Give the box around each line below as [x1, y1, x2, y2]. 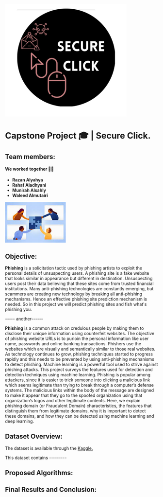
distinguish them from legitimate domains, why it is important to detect [5, 408, 146, 414]
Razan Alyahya [12, 177, 43, 183]
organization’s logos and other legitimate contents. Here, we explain [5, 397, 141, 403]
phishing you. [5, 306, 33, 312]
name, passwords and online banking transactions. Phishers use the [5, 340, 142, 346]
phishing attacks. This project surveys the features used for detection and [5, 366, 153, 373]
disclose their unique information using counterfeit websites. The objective [5, 330, 155, 336]
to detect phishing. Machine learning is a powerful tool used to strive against [5, 361, 158, 367]
